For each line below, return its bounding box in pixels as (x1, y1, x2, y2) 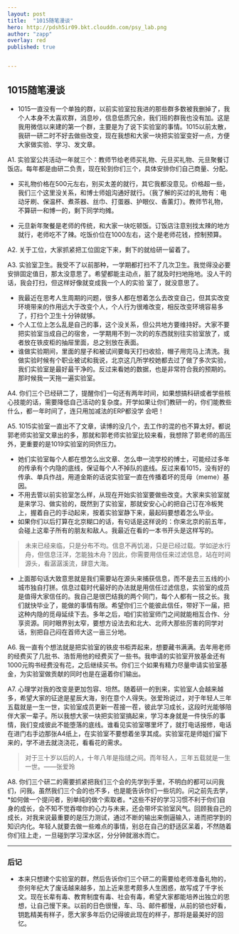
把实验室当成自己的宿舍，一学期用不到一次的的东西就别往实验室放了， (17, 329, 224, 337)
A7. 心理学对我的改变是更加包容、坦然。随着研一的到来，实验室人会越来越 (7, 684, 224, 693)
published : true (7, 43, 55, 51)
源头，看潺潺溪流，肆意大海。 (24, 559, 112, 568)
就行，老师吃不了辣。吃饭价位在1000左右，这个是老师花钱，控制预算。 (17, 230, 225, 239)
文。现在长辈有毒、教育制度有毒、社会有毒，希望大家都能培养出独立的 (17, 893, 224, 901)
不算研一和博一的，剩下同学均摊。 (17, 206, 118, 215)
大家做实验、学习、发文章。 (17, 140, 100, 148)
